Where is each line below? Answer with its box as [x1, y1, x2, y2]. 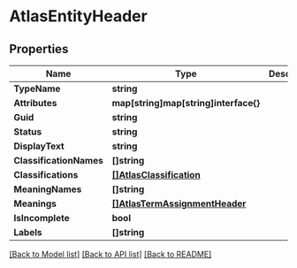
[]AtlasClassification [111, 169, 201, 180]
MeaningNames [13, 183, 82, 195]
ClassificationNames [13, 155, 103, 166]
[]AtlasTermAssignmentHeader [111, 197, 247, 210]
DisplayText [13, 140, 65, 152]
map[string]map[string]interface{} [111, 97, 261, 109]
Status [13, 126, 42, 138]
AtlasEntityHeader [9, 6, 148, 27]
